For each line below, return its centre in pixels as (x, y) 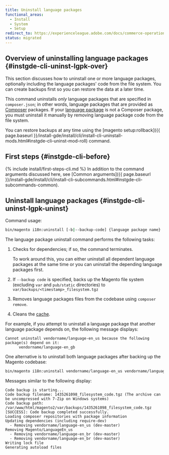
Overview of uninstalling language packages (77, 58)
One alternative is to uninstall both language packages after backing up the (83, 357)
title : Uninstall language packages (44, 10)
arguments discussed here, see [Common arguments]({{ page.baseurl (78, 174)
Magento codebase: (26, 362)
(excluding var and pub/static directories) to (59, 285)
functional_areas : (24, 15)
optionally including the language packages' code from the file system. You (83, 84)
